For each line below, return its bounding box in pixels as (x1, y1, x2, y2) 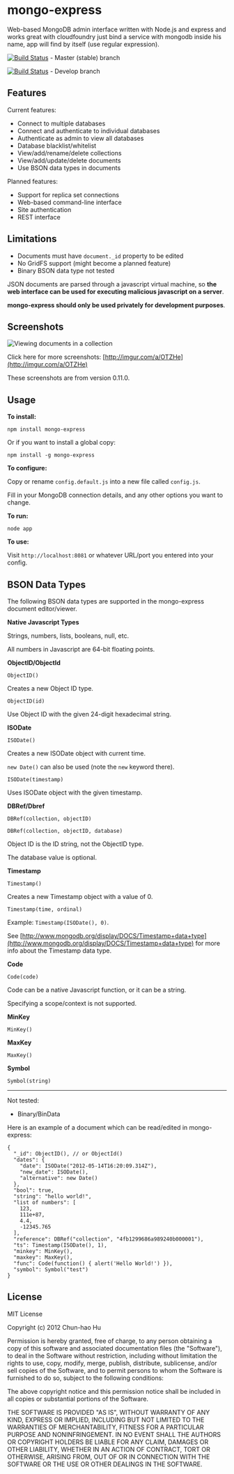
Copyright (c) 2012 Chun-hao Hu (7, 1323, 101, 1331)
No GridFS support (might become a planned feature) (17, 259, 171, 267)
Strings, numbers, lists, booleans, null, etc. (7, 631, 130, 640)
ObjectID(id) (7, 698, 45, 705)
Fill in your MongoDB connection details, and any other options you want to (7, 491, 224, 500)
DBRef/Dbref (7, 802, 45, 810)
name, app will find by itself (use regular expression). (7, 40, 160, 48)
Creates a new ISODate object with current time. (7, 749, 146, 758)
